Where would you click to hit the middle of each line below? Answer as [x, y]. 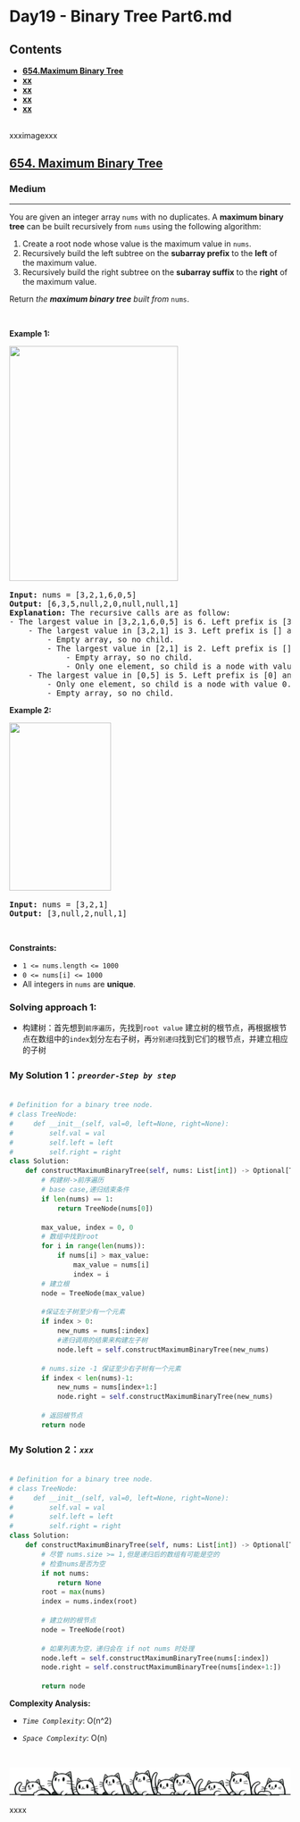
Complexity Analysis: [50, 1703]
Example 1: [30, 333]
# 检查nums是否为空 [73, 1564]
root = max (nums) [73, 1592]
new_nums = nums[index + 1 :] [107, 1387]
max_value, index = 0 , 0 [87, 1227]
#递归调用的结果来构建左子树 [102, 1341]
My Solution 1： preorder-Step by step [93, 1075]
